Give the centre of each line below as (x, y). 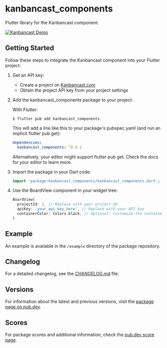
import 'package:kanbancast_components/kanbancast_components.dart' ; (86, 181)
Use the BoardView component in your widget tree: (65, 190)
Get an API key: (28, 75)
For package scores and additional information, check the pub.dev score (80, 334)
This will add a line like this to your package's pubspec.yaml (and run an (86, 128)
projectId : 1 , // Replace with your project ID (68, 204)
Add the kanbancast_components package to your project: (73, 100)
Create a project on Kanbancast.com (58, 85)
